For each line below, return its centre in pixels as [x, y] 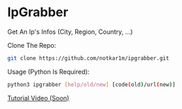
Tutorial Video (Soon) [38, 98]
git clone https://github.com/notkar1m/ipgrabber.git [89, 58]
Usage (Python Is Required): [49, 72]
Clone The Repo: [32, 45]
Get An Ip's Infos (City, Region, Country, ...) [70, 32]
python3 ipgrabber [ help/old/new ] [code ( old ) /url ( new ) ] [91, 84]
